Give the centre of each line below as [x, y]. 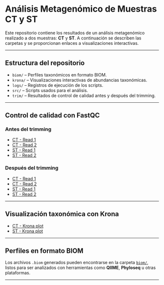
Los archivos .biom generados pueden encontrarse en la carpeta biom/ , [77, 263]
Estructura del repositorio [45, 63]
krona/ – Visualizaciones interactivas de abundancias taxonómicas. [80, 80]
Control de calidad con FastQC [52, 115]
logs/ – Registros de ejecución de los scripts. [58, 85]
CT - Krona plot [28, 226]
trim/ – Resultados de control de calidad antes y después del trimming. [84, 95]
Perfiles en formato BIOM [44, 251]
